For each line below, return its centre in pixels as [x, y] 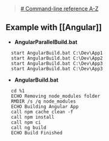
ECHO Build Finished [37, 133]
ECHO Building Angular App [45, 106]
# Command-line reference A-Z [59, 9]
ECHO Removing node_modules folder [56, 96]
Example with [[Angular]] [54, 27]
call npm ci [26, 122]
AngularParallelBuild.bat [46, 42]
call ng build [29, 127]
